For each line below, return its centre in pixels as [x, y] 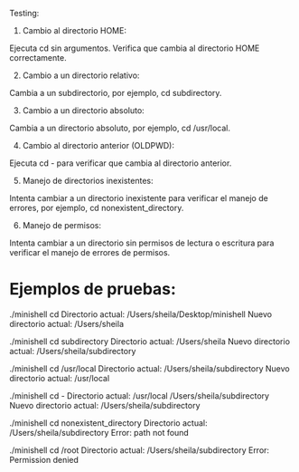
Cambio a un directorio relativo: [81, 75]
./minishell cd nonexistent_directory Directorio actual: [108, 423]
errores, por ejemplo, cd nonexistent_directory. [97, 208]
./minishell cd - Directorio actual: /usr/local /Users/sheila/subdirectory [139, 395]
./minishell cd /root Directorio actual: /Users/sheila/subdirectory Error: [139, 450]
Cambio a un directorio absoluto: [83, 111]
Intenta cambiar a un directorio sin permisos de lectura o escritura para [142, 243]
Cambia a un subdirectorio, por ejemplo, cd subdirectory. [116, 93]
